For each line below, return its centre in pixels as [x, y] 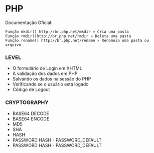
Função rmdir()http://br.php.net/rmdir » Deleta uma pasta [68, 36]
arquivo [13, 45]
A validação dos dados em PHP [45, 73]
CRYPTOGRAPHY [27, 102]
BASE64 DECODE [31, 113]
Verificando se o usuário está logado [50, 84]
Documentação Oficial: [29, 22]
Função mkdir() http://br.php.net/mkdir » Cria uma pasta [67, 31]
